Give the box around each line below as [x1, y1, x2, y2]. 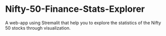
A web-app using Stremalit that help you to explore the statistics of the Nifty [5, 20, 161, 26]
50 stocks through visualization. [5, 25, 71, 31]
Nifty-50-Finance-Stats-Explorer [5, 3, 145, 15]
